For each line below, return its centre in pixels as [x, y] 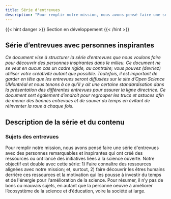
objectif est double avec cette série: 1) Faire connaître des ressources [78, 164]
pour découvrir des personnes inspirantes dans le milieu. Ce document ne [83, 63]
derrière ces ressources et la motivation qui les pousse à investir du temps [83, 175]
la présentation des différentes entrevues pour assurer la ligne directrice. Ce [85, 90]
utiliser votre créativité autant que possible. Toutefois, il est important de [81, 74]
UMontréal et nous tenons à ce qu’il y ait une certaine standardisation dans [85, 84]
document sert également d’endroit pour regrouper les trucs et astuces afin [85, 95]
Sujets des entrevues [32, 136]
